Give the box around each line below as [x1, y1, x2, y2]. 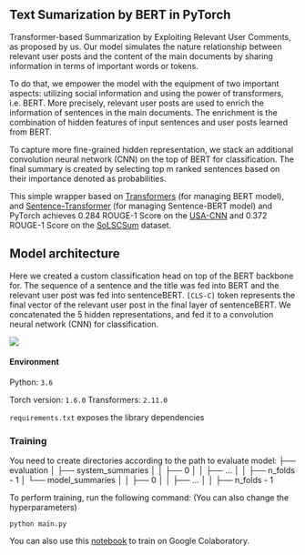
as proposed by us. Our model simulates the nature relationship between [9, 41, 282, 52]
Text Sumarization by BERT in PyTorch [9, 7, 231, 23]
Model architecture [9, 246, 120, 262]
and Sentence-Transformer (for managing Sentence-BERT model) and [9, 200, 273, 211]
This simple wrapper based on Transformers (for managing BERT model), [9, 190, 285, 201]
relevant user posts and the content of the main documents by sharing [9, 50, 273, 62]
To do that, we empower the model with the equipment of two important [9, 77, 280, 89]
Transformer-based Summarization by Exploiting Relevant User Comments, [9, 31, 291, 42]
